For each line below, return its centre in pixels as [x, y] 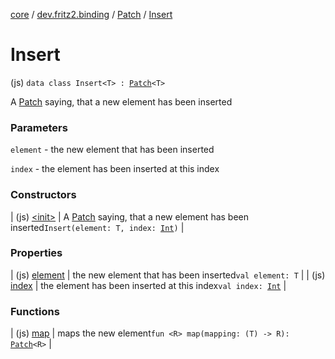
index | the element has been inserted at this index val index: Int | [148, 285]
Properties [36, 253]
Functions [35, 311]
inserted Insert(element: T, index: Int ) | [97, 227]
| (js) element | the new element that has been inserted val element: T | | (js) [168, 275]
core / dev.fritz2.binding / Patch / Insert [91, 14]
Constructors [43, 195]
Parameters [39, 127]
